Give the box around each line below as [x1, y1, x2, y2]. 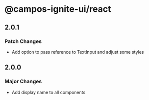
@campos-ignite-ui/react [4, 3, 111, 15]
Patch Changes [4, 38, 42, 45]
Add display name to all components [11, 89, 86, 95]
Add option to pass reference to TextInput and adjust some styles [11, 49, 144, 55]
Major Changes [4, 78, 42, 85]
